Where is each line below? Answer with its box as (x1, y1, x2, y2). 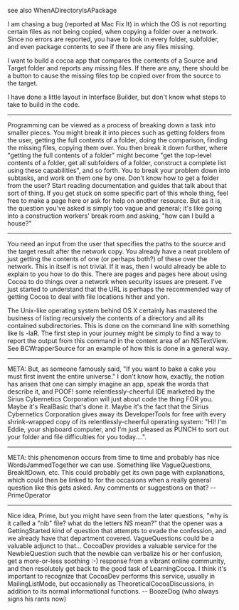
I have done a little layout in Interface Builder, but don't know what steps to (7, 93, 226, 101)
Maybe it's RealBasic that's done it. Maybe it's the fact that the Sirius (7, 402, 209, 411)
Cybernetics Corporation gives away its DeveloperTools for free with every (7, 410, 226, 419)
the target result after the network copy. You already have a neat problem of (7, 247, 230, 256)
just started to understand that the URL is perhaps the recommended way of (7, 285, 231, 293)
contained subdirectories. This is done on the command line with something (7, 322, 230, 330)
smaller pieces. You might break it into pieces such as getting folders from (7, 128, 225, 137)
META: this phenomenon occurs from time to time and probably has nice (7, 453, 220, 461)
